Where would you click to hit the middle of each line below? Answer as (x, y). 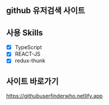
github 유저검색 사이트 (46, 11)
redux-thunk (30, 61)
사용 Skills (25, 32)
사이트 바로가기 (32, 81)
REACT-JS (27, 54)
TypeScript (28, 47)
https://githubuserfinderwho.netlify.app (54, 96)
